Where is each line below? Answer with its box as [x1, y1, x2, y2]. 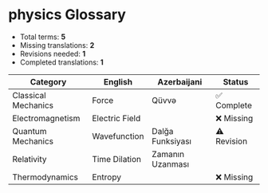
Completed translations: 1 [19, 57, 104, 67]
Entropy [92, 171, 122, 183]
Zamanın [151, 148, 185, 160]
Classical [12, 89, 46, 100]
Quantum [12, 125, 47, 136]
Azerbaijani [157, 76, 203, 87]
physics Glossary [8, 6, 126, 24]
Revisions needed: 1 [19, 49, 86, 58]
